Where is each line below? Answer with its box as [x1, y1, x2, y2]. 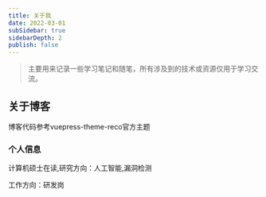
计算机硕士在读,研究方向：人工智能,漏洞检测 [8, 164, 153, 173]
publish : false [8, 41, 59, 49]
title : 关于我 [8, 11, 52, 20]
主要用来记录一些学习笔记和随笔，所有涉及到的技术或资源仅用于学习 [27, 64, 252, 74]
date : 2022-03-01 [8, 19, 66, 27]
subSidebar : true [8, 26, 66, 34]
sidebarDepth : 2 [8, 33, 62, 42]
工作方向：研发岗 [8, 180, 65, 190]
